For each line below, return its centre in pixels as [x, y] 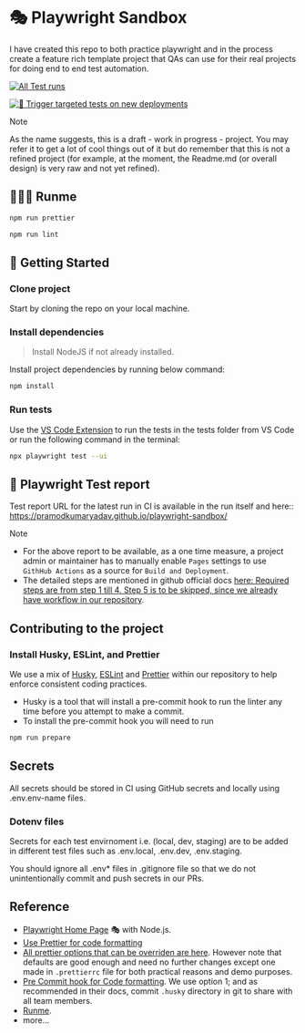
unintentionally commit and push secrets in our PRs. [107, 878]
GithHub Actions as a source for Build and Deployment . [126, 571]
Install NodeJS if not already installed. [103, 352]
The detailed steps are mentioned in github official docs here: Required [156, 581]
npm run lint [34, 234]
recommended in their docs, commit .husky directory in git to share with [158, 991]
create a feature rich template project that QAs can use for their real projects [153, 58]
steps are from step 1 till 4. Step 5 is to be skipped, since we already [150, 590]
